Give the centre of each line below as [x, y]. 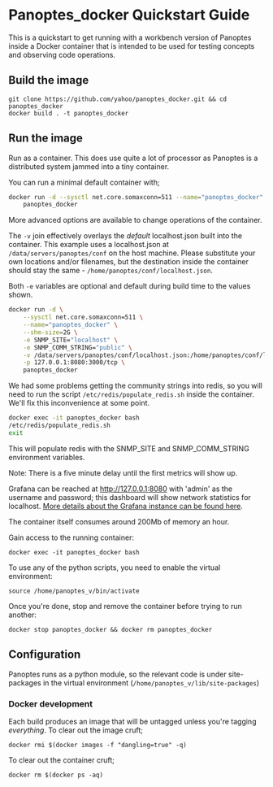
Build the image [49, 80]
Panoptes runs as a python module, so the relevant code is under [117, 674]
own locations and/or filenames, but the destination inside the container [129, 262]
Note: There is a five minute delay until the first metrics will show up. [123, 472]
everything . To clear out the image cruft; [76, 730]
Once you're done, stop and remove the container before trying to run [125, 606]
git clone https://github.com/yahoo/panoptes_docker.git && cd [118, 99]
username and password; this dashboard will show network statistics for [130, 497]
